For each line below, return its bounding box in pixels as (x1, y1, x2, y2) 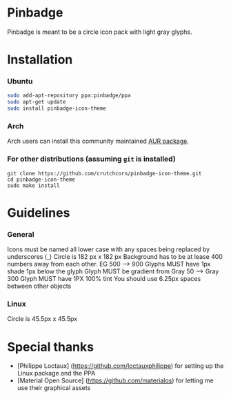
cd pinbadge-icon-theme (7, 176, 76, 183)
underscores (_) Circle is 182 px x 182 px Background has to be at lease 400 (7, 253, 223, 261)
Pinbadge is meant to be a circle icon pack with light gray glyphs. (7, 28, 193, 36)
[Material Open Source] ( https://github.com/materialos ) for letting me (17, 376, 214, 385)
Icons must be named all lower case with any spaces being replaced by (7, 245, 210, 253)
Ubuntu (7, 77, 33, 86)
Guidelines (7, 205, 70, 220)
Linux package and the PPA (17, 369, 96, 378)
